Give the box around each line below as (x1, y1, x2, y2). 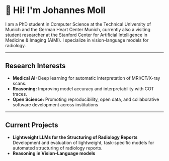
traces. (12, 91, 28, 97)
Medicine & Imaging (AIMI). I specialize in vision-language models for (5, 37, 149, 43)
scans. (12, 80, 27, 86)
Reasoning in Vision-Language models (12, 150, 96, 156)
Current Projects (5, 121, 58, 129)
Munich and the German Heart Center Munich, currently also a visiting (5, 26, 151, 32)
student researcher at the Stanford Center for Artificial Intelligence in (5, 32, 147, 38)
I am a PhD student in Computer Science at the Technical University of (5, 21, 151, 27)
